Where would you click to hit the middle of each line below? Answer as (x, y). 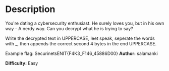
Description (30, 9)
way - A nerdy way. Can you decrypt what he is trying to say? (69, 28)
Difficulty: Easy (22, 63)
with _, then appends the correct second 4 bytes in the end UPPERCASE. (81, 43)
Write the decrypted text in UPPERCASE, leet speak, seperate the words (80, 38)
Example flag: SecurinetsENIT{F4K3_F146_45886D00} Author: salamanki (81, 53)
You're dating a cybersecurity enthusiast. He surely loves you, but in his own (85, 23)
